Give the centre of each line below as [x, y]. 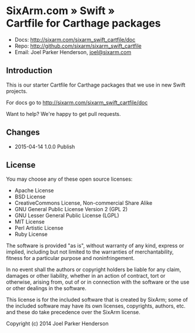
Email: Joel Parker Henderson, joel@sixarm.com [73, 52]
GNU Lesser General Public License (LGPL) [67, 215]
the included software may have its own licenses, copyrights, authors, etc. [96, 306]
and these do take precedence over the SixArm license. [73, 312]
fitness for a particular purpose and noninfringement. [70, 258]
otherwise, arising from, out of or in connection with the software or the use [98, 282]
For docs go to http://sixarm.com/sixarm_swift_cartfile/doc [77, 102]
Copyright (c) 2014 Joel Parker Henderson [57, 324]
